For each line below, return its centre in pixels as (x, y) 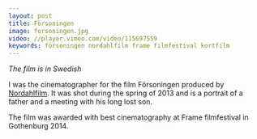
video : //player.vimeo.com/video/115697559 (83, 38)
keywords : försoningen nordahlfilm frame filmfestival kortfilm (119, 46)
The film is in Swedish (45, 69)
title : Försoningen (41, 23)
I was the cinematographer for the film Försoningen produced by (116, 85)
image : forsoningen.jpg (49, 31)
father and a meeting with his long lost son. (80, 102)
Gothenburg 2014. (39, 126)
